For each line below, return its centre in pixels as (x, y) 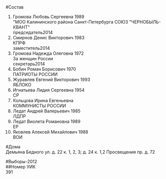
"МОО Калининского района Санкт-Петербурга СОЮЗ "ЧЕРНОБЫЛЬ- (87, 22)
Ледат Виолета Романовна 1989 (46, 121)
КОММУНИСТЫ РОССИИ (39, 106)
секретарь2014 (29, 64)
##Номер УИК (21, 167)
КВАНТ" (21, 27)
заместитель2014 (31, 48)
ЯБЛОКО (22, 85)
